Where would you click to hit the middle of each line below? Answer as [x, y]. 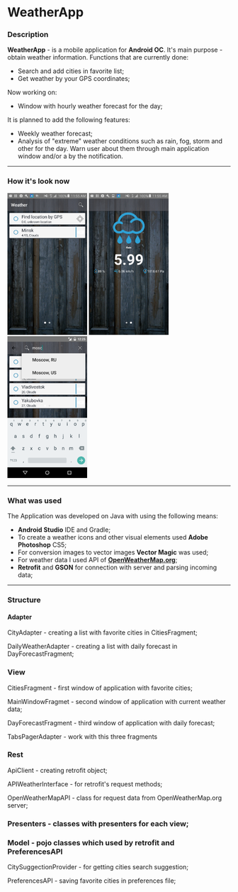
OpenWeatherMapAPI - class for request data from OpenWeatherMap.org [115, 798]
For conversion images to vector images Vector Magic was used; [113, 552]
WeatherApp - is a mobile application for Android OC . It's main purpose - [115, 50]
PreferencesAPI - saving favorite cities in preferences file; [92, 881]
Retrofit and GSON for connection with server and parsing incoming [117, 567]
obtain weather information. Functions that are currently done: [98, 57]
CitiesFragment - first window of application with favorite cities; [100, 688]
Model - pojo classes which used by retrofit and [91, 842]
